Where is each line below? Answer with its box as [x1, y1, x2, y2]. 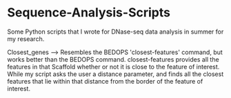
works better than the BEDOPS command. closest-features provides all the [7, 55, 219, 63]
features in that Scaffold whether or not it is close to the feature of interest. [7, 62, 220, 71]
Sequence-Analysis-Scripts [7, 5, 171, 21]
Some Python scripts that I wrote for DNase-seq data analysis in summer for [7, 27, 224, 36]
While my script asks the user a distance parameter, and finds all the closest [7, 70, 224, 78]
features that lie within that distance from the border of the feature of [7, 77, 203, 85]
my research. [7, 34, 45, 42]
